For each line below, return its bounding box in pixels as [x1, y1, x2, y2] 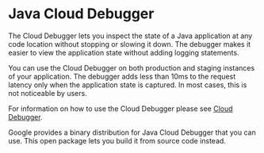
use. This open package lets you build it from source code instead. [8, 136, 226, 145]
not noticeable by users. [8, 88, 87, 98]
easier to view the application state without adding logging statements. [8, 48, 239, 57]
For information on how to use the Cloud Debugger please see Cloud [8, 104, 233, 113]
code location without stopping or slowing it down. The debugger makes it [8, 39, 251, 48]
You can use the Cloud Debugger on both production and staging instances [8, 63, 255, 72]
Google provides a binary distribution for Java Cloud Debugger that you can [8, 128, 256, 137]
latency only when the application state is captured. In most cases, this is [8, 80, 247, 90]
